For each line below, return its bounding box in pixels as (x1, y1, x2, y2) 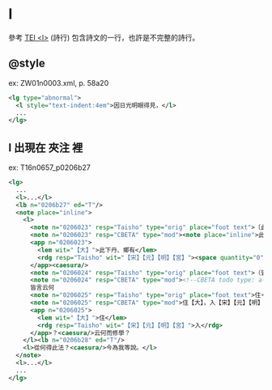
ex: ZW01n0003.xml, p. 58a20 (8, 78, 109, 87)
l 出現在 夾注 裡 (8, 141, 83, 155)
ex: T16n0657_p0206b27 (8, 163, 91, 172)
